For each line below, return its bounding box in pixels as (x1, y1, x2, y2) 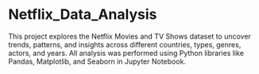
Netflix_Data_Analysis (8, 6, 157, 24)
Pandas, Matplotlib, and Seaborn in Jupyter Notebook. (8, 57, 187, 66)
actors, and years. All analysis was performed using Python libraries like (8, 48, 245, 57)
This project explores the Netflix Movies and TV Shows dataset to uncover (8, 31, 252, 41)
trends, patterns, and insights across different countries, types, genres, (8, 39, 242, 49)
